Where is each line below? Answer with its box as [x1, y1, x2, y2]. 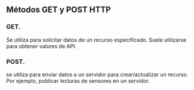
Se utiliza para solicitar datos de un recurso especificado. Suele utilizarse [6, 36, 187, 44]
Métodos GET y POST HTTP [6, 5, 112, 15]
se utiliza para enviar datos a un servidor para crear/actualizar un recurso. [6, 71, 189, 78]
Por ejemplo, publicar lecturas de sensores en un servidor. [6, 77, 150, 84]
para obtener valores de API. [6, 42, 76, 49]
